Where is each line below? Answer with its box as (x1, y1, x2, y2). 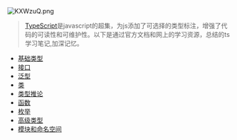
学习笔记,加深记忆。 (24, 39, 83, 47)
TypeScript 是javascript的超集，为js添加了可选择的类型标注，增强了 (24, 21, 222, 30)
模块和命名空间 (17, 125, 62, 133)
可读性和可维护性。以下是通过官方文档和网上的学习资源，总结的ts (37, 30, 230, 38)
